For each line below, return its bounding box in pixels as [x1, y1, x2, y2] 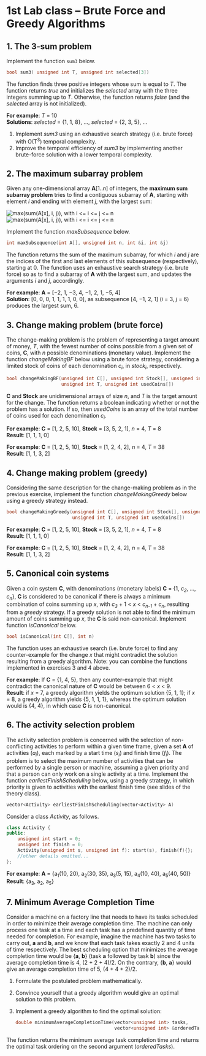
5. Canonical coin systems [6, 568, 109, 579]
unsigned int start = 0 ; [17, 836, 81, 842]
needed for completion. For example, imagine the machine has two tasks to [6, 933, 197, 940]
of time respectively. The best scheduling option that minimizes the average [6, 946, 198, 954]
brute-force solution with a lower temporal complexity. [15, 151, 153, 158]
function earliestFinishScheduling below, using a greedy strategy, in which [6, 776, 194, 784]
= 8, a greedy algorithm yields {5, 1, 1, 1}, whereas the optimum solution [6, 695, 186, 703]
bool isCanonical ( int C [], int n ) [6, 633, 95, 640]
